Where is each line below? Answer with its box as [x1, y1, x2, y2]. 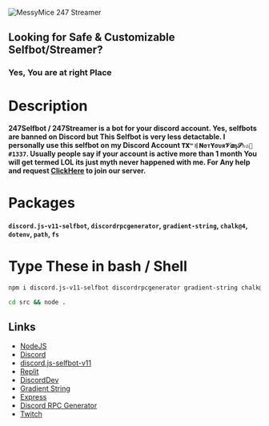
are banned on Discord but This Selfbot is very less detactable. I [8, 132, 226, 141]
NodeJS [19, 341, 47, 351]
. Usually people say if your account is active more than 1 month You [26, 149, 258, 159]
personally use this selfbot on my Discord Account [8, 141, 180, 150]
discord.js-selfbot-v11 [19, 358, 92, 368]
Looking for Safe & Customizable [8, 30, 175, 44]
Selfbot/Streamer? [8, 43, 103, 57]
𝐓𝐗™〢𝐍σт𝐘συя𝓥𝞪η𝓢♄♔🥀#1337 [181, 142, 253, 150]
